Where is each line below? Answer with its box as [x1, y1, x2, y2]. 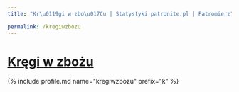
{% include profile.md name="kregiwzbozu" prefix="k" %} [7, 77, 179, 86]
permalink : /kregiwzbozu [7, 23, 81, 30]
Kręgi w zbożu [7, 54, 94, 69]
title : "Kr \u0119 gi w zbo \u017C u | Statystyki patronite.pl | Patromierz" [7, 10, 234, 18]
